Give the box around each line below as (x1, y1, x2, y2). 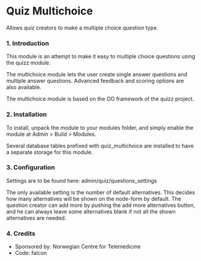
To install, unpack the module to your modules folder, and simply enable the (6, 124, 194, 131)
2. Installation (6, 110, 47, 118)
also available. (6, 84, 42, 91)
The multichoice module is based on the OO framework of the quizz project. (6, 95, 194, 103)
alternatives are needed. (6, 214, 67, 221)
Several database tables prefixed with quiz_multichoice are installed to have (6, 142, 194, 149)
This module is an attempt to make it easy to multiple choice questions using (6, 53, 196, 60)
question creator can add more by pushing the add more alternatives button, (6, 201, 195, 209)
